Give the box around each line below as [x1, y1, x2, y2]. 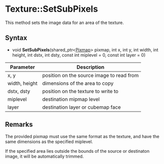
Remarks [5, 120, 33, 129]
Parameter [10, 64, 35, 70]
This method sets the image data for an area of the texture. [5, 20, 124, 25]
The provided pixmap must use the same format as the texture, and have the [5, 133, 160, 139]
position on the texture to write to [42, 88, 118, 94]
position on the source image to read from [42, 72, 139, 79]
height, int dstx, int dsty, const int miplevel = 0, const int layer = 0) [12, 52, 146, 58]
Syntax [5, 34, 27, 42]
